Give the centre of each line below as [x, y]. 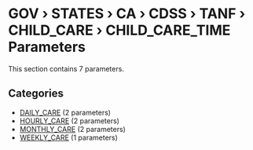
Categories [36, 94]
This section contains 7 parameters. [66, 68]
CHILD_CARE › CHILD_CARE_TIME [119, 30]
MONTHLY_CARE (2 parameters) [72, 129]
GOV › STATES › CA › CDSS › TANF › [127, 14]
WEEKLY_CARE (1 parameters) [68, 137]
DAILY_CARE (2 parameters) [65, 112]
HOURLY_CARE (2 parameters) [70, 121]
